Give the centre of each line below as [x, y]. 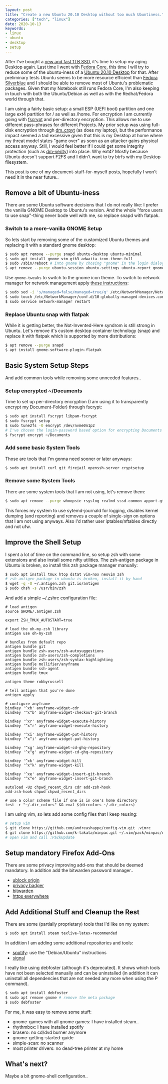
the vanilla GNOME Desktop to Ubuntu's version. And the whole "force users [84, 210]
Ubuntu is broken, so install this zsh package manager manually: [72, 565]
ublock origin [26, 880]
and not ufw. [18, 526]
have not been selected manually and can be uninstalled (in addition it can [82, 973]
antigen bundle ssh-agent [32, 669]
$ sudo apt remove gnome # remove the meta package [60, 998]
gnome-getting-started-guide [43, 1037]
